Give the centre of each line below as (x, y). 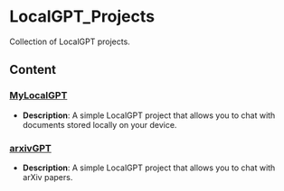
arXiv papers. (47, 177)
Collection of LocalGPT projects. (70, 41)
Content (33, 70)
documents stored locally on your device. (99, 124)
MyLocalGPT (38, 95)
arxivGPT (30, 148)
